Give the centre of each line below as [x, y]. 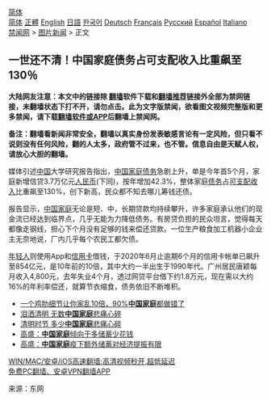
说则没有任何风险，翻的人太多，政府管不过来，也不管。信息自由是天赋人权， [135, 144]
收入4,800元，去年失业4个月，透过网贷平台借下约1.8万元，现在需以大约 [134, 276]
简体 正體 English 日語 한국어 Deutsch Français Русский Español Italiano [128, 22]
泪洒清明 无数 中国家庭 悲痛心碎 [71, 314]
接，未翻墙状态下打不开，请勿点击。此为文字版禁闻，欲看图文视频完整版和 [132, 106]
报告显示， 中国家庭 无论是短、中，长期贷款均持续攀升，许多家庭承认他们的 [132, 209]
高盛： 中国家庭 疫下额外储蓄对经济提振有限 [91, 344]
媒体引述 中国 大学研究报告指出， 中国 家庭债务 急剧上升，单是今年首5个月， [131, 171]
